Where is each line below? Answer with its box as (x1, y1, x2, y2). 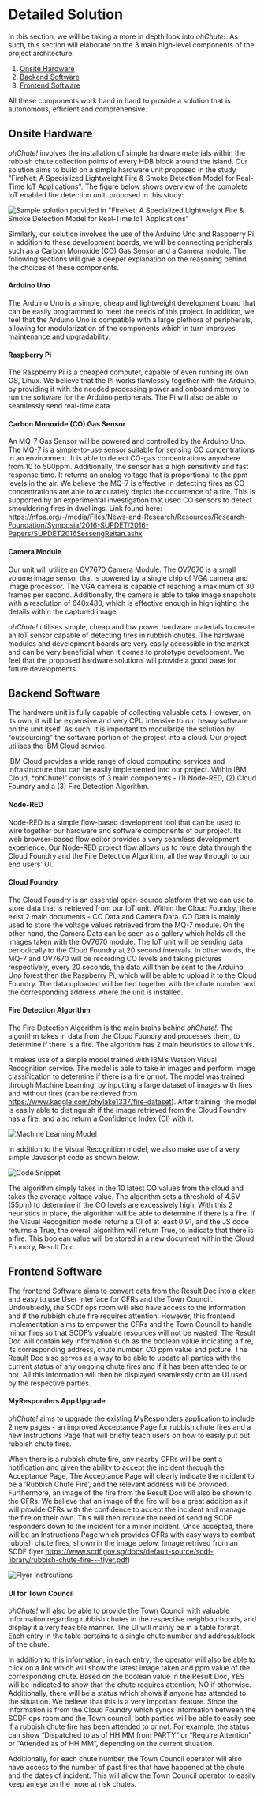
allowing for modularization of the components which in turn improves (8, 323, 236, 333)
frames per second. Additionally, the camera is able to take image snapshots (8, 590, 257, 599)
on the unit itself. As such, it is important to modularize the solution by (8, 724, 235, 734)
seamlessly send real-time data (8, 401, 110, 411)
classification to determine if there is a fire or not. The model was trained (8, 1072, 244, 1081)
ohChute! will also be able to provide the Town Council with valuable (8, 1606, 230, 1616)
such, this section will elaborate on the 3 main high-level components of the (8, 39, 255, 49)
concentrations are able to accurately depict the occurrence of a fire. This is (8, 487, 256, 497)
